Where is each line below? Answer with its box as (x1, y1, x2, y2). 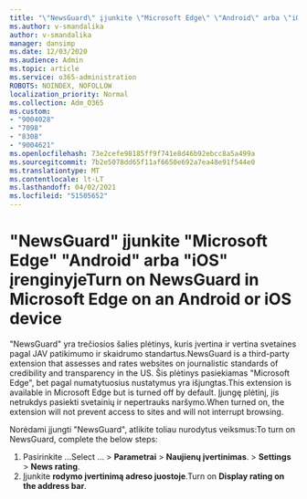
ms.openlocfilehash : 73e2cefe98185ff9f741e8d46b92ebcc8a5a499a (9, 149, 256, 158)
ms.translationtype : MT (9, 166, 101, 175)
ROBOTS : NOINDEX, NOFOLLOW (9, 81, 112, 90)
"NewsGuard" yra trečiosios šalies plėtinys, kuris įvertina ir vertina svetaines (9, 338, 297, 349)
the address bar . (22, 480, 87, 491)
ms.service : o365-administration (9, 73, 137, 82)
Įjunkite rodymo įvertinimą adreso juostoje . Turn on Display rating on (22, 471, 285, 482)
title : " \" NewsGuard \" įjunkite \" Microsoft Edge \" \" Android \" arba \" (9, 13, 292, 23)
